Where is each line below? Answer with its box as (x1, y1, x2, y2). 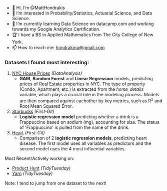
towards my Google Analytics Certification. (11, 26, 100, 32)
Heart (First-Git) (11, 129, 45, 135)
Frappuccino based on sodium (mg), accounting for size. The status (19, 119, 159, 125)
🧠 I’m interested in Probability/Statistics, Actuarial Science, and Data (11, 10, 152, 16)
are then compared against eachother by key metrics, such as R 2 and (19, 97, 162, 104)
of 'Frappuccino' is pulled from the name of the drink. (19, 124, 129, 130)
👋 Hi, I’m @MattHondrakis (11, 5, 65, 11)
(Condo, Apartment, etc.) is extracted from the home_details (19, 86, 144, 92)
